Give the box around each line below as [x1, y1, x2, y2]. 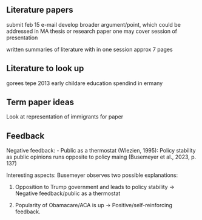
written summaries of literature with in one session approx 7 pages [6, 46, 173, 53]
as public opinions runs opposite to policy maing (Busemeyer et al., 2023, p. [6, 153, 197, 160]
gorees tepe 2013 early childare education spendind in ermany [6, 79, 163, 87]
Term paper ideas [6, 97, 75, 108]
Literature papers [6, 5, 73, 15]
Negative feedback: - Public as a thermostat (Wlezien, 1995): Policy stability [6, 147, 196, 154]
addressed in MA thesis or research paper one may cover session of [6, 27, 178, 35]
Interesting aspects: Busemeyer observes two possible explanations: [6, 171, 178, 179]
